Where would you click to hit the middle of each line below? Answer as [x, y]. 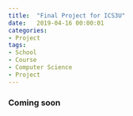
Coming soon [34, 102]
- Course [23, 60]
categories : [28, 30]
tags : [17, 45]
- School [23, 52]
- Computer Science [40, 68]
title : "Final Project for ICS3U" [67, 15]
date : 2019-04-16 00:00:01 [56, 23]
